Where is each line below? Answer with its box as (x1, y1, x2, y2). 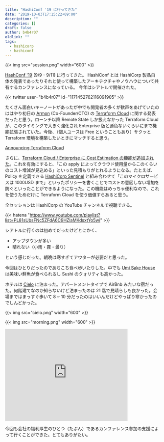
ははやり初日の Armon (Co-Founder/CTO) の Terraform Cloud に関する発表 (5, 110, 156, 116)
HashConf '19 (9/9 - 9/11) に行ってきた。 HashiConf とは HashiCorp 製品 (5, 72, 151, 78)
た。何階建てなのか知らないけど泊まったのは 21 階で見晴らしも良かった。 (5, 287, 153, 293)
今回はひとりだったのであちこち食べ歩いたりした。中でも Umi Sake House (5, 265, 156, 271)
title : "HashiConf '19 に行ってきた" (5, 7, 77, 12)
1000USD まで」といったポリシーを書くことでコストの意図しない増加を (14, 179, 160, 185)
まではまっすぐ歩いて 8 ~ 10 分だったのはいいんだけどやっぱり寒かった (9, 293, 153, 300)
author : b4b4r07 (5, 30, 38, 35)
